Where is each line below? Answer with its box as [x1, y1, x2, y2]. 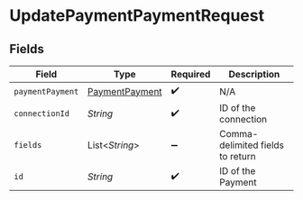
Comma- [219, 128, 259, 140]
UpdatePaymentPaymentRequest [9, 5, 264, 26]
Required [170, 68, 211, 80]
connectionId [14, 109, 70, 118]
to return [219, 150, 257, 162]
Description [228, 68, 280, 80]
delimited [219, 139, 259, 151]
